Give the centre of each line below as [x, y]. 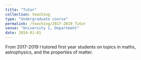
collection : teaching [28, 14]
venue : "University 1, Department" [42, 28]
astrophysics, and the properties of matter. [49, 52]
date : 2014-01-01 [23, 33]
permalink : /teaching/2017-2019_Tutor [45, 24]
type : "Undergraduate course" [37, 19]
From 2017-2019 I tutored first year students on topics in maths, [70, 47]
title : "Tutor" [21, 10]
